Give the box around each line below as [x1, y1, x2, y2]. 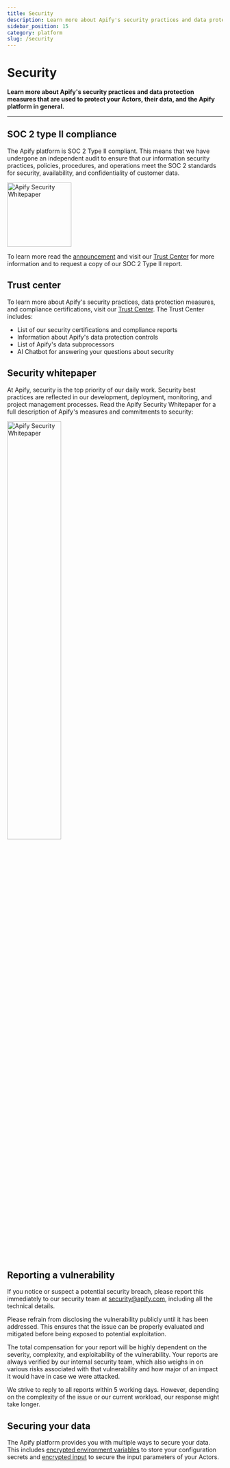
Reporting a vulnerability [7, 1269, 115, 1281]
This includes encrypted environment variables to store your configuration [7, 1445, 217, 1454]
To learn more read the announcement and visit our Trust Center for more [7, 252, 215, 261]
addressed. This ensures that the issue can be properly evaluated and [7, 1323, 205, 1331]
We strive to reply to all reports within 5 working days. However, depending [7, 1386, 219, 1394]
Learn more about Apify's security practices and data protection [7, 88, 194, 96]
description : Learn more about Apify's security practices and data [7, 16, 207, 23]
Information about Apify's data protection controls [16, 333, 159, 341]
